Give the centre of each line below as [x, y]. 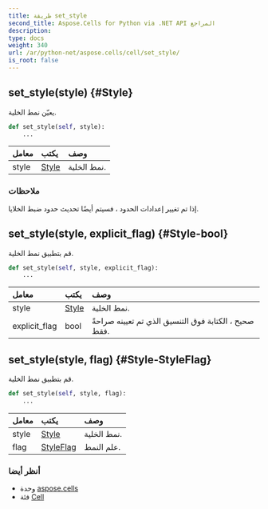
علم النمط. [102, 447]
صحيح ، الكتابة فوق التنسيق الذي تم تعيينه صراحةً [173, 321]
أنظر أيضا [24, 471]
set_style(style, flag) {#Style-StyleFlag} [110, 360]
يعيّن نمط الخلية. [33, 112]
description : [30, 30]
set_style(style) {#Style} [71, 93]
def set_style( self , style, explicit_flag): [83, 268]
